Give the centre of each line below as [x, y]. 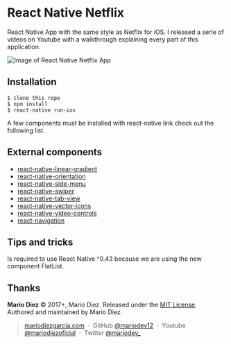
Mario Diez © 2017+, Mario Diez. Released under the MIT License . [102, 305]
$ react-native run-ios [42, 110]
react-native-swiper [46, 191]
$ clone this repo [34, 98]
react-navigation [41, 221]
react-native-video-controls [57, 213]
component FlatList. [36, 266]
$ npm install [28, 104]
